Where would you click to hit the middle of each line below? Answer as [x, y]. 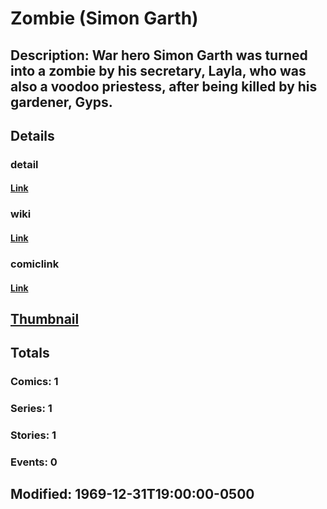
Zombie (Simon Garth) [104, 18]
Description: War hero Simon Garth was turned [159, 55]
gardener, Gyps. [61, 102]
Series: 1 [31, 409]
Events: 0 [34, 462]
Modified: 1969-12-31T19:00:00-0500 [132, 494]
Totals [30, 353]
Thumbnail [45, 318]
